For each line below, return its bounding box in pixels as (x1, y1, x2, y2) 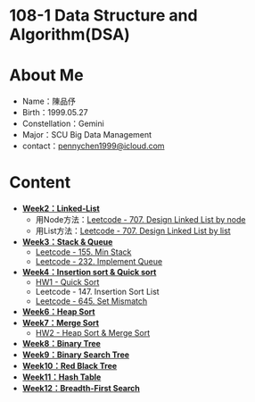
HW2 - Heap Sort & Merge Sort (35, 328, 151, 339)
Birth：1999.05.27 (21, 107, 89, 118)
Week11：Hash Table (21, 372, 102, 382)
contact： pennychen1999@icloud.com (21, 140, 165, 152)
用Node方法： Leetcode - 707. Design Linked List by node (35, 214, 246, 225)
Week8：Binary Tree (21, 339, 101, 349)
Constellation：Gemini (21, 118, 104, 130)
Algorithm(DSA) (9, 24, 131, 45)
